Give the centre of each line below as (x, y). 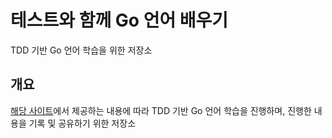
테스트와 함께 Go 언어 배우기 (119, 20)
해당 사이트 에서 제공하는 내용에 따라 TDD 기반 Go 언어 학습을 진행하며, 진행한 (161, 110)
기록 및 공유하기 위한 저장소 (82, 123)
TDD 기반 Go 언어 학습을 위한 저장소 (81, 50)
